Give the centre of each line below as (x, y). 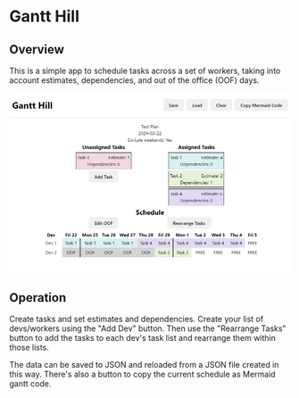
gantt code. (30, 384)
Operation (38, 298)
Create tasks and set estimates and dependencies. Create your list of (137, 319)
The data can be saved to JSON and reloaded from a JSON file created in (144, 365)
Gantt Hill (45, 17)
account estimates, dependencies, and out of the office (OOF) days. (134, 80)
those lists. (29, 348)
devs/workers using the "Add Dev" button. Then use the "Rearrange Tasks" (148, 328)
